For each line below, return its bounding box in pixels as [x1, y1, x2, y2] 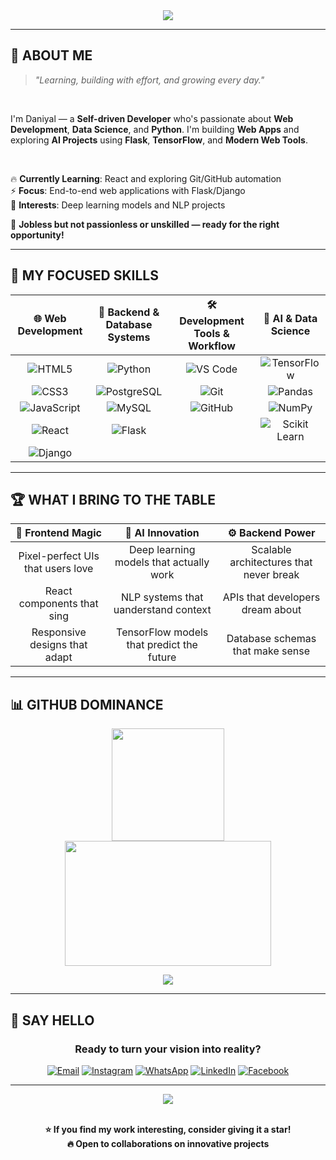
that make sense [232, 644, 311, 658]
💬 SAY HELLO [10, 1012, 95, 1029]
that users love [24, 562, 94, 576]
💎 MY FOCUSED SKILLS [10, 267, 159, 284]
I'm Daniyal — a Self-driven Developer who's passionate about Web [10, 112, 294, 124]
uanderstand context [113, 603, 212, 617]
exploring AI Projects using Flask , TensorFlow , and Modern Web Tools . [10, 134, 308, 146]
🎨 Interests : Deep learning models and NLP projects [10, 199, 226, 211]
